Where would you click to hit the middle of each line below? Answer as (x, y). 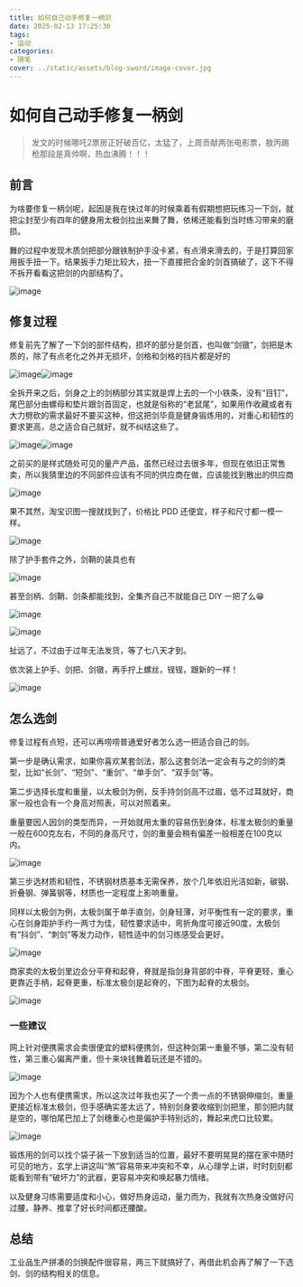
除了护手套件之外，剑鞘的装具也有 (73, 559)
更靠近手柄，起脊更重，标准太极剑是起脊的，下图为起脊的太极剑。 (132, 982)
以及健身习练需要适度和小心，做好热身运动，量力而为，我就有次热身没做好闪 (151, 1196)
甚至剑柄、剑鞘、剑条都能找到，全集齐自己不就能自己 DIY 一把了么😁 (137, 597)
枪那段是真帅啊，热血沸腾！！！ (91, 154)
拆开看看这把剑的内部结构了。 (72, 273)
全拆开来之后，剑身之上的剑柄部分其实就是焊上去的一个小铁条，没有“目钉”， (151, 393)
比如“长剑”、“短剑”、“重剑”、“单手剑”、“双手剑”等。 (121, 773)
